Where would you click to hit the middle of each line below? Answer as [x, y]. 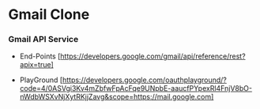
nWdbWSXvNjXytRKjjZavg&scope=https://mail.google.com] [117, 97]
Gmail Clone [49, 15]
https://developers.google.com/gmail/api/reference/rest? [153, 56]
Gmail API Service [43, 39]
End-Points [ [40, 56]
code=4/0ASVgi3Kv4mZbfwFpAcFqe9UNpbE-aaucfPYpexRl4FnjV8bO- [136, 88]
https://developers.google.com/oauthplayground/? [144, 80]
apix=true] [36, 65]
